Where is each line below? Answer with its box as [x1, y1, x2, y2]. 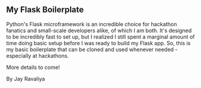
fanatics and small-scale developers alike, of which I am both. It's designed [6, 27, 192, 34]
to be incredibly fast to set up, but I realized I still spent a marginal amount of [6, 33, 195, 40]
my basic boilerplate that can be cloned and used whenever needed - [6, 46, 178, 53]
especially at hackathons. [6, 52, 69, 59]
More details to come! [6, 64, 60, 71]
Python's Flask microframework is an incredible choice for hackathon [6, 20, 178, 27]
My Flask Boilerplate [6, 5, 84, 15]
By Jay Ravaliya [6, 75, 45, 82]
